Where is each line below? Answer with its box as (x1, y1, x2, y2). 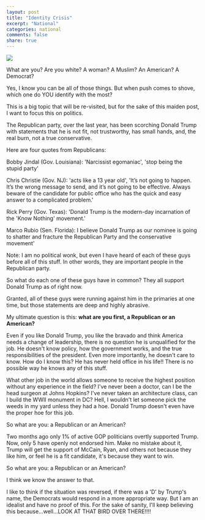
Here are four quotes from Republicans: (6, 146, 106, 154)
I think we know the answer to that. (6, 476, 95, 483)
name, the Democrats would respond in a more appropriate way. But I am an (6, 495, 199, 502)
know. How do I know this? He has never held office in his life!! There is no (6, 358, 194, 365)
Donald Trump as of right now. (6, 283, 83, 290)
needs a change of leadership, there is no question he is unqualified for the (6, 339, 196, 345)
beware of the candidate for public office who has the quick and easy (6, 190, 182, 197)
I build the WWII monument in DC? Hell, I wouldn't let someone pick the (6, 396, 187, 403)
